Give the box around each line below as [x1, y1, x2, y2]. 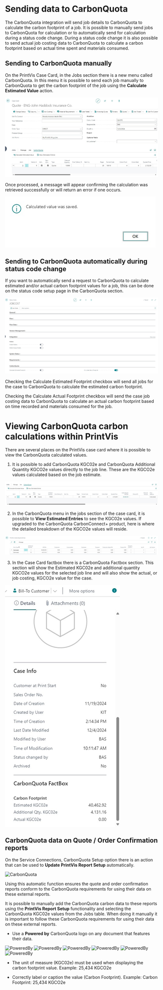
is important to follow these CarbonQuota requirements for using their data [5, 916, 154, 922]
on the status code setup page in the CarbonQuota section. [5, 288, 124, 294]
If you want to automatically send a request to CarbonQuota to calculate [5, 278, 149, 283]
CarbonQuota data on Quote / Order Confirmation [5, 836, 158, 845]
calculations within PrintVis [5, 431, 118, 442]
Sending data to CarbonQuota [5, 3, 128, 15]
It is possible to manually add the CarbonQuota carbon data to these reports [5, 900, 158, 906]
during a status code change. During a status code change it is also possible [5, 35, 158, 41]
